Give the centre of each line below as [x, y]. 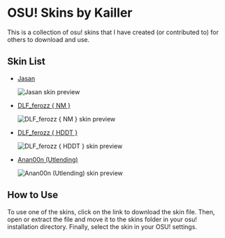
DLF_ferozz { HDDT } [48, 132]
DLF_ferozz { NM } [44, 105]
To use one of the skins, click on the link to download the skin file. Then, [111, 211]
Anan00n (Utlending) [48, 159]
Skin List [26, 62]
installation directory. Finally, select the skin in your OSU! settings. [102, 226]
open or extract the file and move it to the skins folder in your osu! [102, 219]
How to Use [33, 195]
